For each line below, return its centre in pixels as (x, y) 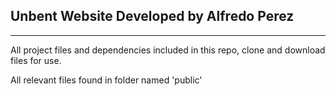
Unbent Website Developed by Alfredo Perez (152, 16)
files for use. (36, 60)
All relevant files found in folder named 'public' (106, 80)
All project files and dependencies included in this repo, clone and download (168, 50)
